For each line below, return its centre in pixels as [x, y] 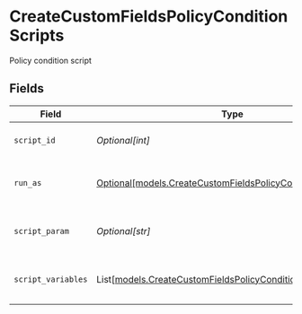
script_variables [51, 279]
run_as [28, 183]
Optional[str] [123, 231]
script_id [35, 140]
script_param [42, 231]
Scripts [37, 35]
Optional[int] [123, 140]
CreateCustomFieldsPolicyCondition [149, 17]
